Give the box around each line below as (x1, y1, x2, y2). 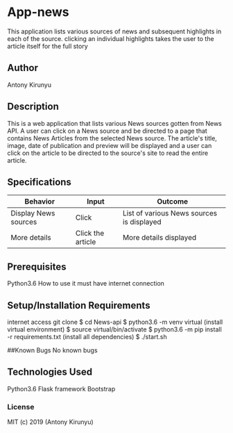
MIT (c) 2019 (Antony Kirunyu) (7, 418, 94, 426)
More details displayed (122, 233, 197, 243)
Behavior (24, 197, 55, 206)
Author (7, 62, 38, 74)
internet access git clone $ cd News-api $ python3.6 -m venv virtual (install (7, 318, 223, 326)
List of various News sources (122, 209, 217, 218)
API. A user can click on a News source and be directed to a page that (7, 126, 208, 135)
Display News (10, 209, 55, 218)
